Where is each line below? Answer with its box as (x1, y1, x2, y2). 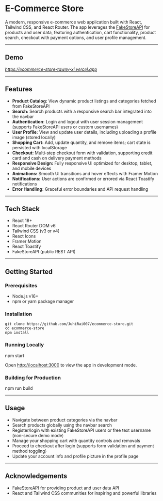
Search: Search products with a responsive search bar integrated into (12, 108, 152, 114)
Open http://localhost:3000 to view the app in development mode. (5, 362, 137, 368)
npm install (5, 330, 29, 335)
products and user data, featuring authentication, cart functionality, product (5, 29, 156, 35)
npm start (5, 352, 25, 359)
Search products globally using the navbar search (12, 422, 112, 428)
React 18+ (12, 218, 33, 223)
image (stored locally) (12, 134, 56, 140)
